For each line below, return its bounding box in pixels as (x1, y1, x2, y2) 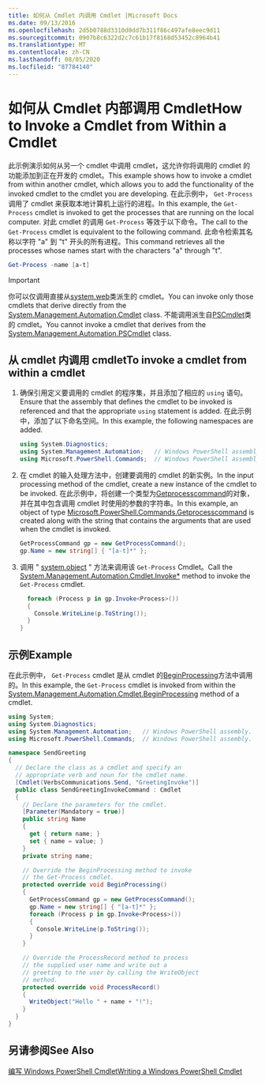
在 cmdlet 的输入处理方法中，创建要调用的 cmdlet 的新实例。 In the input (19, 471, 254, 480)
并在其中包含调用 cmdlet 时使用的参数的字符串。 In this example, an (19, 499, 239, 508)
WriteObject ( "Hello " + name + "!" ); (28, 998, 154, 1006)
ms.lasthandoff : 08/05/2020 (8, 56, 101, 64)
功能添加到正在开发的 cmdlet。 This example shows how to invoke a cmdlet (8, 171, 252, 180)
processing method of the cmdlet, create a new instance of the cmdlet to (19, 480, 257, 488)
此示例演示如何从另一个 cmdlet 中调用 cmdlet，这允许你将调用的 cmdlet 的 (8, 160, 251, 170)
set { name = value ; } (28, 837, 104, 845)
